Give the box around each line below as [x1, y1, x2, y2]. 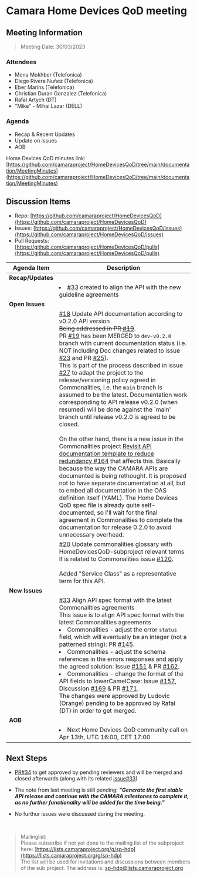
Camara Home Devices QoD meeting [6, 4, 188, 18]
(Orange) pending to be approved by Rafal [59, 699, 176, 707]
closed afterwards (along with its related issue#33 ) [14, 775, 138, 782]
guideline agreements [59, 290, 119, 299]
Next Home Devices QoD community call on [67, 726, 188, 734]
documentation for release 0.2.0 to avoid [59, 523, 172, 531]
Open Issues [9, 300, 45, 309]
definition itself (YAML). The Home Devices [59, 494, 178, 502]
